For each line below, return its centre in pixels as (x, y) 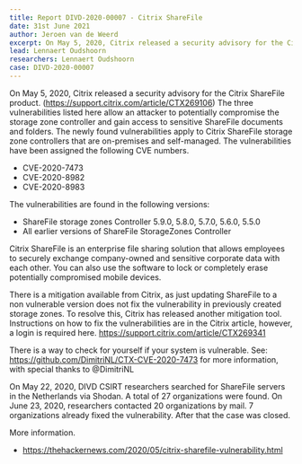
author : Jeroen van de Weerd (64, 34)
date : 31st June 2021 (50, 26)
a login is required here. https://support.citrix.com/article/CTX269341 (138, 332)
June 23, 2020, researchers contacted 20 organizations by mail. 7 (132, 406)
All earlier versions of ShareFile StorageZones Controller (127, 231)
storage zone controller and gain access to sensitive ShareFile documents (146, 121)
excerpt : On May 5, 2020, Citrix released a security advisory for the (146, 43)
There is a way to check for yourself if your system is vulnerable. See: (138, 350)
